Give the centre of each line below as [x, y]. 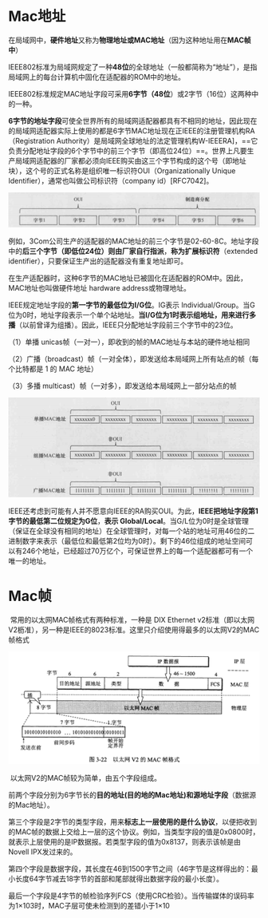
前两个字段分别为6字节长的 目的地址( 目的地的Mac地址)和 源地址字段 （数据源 [132, 795]
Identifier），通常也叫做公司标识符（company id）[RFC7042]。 [111, 180]
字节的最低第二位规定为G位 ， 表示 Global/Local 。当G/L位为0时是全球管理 [129, 520]
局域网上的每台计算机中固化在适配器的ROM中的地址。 [97, 77]
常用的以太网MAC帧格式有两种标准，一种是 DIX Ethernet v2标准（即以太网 [132, 619]
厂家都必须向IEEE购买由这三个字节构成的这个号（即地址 [155, 160]
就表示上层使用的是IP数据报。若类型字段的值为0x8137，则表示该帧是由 [125, 842]
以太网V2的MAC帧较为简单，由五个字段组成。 [86, 778]
